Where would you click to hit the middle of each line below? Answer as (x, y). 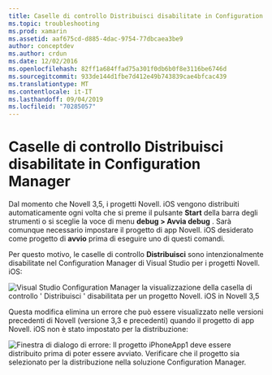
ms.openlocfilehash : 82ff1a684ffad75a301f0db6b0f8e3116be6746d (118, 69)
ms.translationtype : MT (49, 84)
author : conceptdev (41, 46)
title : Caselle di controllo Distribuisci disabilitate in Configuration (136, 16)
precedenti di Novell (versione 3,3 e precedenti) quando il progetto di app (131, 320)
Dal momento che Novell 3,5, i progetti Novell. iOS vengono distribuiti (124, 204)
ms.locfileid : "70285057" (52, 107)
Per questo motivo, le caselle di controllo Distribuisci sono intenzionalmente (136, 255)
